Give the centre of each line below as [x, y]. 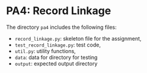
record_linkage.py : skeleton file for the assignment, [78, 38]
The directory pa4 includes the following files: [61, 27]
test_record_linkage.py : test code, [57, 45]
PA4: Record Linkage [59, 11]
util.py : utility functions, [45, 51]
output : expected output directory [56, 64]
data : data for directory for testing [56, 57]
